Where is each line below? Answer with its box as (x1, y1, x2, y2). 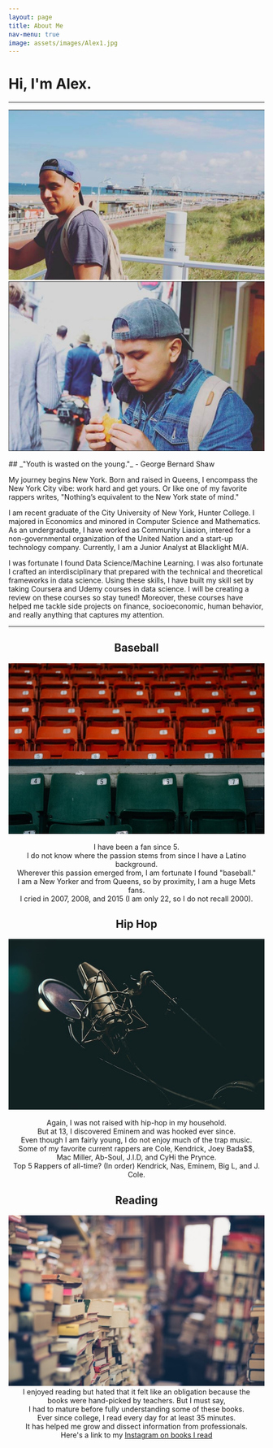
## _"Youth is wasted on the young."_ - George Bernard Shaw (8, 459, 215, 469)
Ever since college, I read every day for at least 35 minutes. (37, 1413, 236, 1423)
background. (115, 859, 158, 869)
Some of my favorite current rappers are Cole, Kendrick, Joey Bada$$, (18, 1144, 255, 1154)
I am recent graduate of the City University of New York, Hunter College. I (8, 508, 255, 518)
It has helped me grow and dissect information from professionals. (25, 1422, 248, 1432)
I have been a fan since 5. (93, 842, 180, 852)
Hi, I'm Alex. (8, 75, 92, 93)
